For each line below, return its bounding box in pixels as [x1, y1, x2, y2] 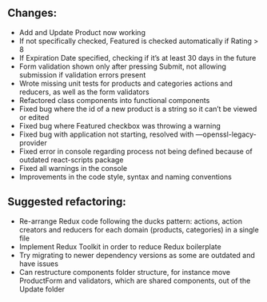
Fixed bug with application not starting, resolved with [18, 129, 194, 139]
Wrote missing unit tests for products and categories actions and [18, 78, 233, 88]
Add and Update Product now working [18, 27, 145, 37]
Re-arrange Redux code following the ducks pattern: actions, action [18, 216, 243, 226]
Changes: [7, 6, 58, 20]
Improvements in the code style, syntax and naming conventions [18, 172, 233, 181]
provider [18, 137, 47, 147]
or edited [18, 112, 50, 122]
